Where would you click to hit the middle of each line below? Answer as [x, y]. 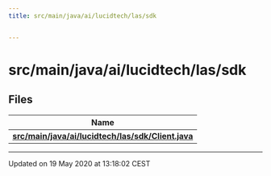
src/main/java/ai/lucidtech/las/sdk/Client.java [103, 136]
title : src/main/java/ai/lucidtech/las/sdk [83, 16]
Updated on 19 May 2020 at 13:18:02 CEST [79, 163]
